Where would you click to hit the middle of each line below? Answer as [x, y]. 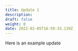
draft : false [19, 19]
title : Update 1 [22, 10]
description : [19, 15]
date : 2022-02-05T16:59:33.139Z [39, 29]
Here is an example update [33, 43]
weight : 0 [16, 24]
